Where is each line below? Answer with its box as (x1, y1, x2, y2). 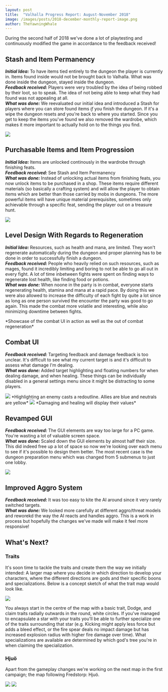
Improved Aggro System (5, 483, 82, 492)
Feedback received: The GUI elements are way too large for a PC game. (5, 427, 154, 433)
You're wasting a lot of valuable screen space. (5, 433, 100, 439)
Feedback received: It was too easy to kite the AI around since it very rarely (5, 497, 162, 503)
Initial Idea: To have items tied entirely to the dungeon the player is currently (5, 68, 163, 74)
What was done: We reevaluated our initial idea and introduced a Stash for (5, 100, 159, 106)
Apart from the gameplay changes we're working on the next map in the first (5, 666, 163, 672)
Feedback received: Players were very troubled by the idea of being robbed (5, 84, 162, 90)
